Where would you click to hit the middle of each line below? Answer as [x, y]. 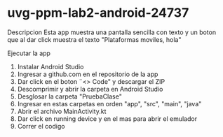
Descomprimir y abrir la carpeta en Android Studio [90, 89]
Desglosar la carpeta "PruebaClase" [70, 96]
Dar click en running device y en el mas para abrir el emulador [107, 118]
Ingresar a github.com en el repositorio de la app [88, 74]
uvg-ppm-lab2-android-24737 [98, 13]
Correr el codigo [41, 126]
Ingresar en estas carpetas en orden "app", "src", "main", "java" [109, 103]
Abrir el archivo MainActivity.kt [62, 111]
